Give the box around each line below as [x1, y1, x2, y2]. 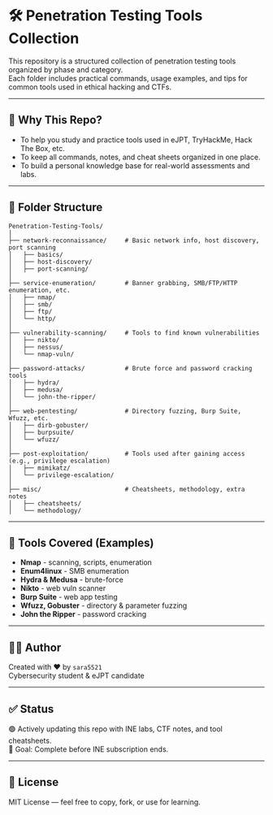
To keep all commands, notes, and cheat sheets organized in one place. [19, 152, 261, 162]
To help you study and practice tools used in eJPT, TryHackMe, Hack [19, 135, 253, 145]
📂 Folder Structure [8, 201, 103, 215]
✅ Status [8, 702, 54, 716]
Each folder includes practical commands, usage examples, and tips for [8, 73, 248, 83]
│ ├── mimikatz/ [8, 464, 71, 472]
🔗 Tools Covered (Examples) [8, 535, 154, 549]
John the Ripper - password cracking [19, 609, 147, 619]
